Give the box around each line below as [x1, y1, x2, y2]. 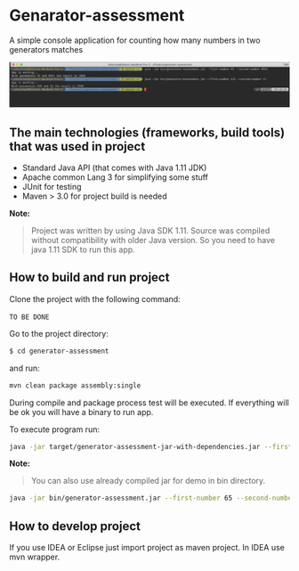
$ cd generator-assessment [9, 347, 109, 355]
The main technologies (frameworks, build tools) [9, 125, 286, 140]
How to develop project [9, 518, 141, 534]
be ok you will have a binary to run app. [9, 406, 154, 417]
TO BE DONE [9, 313, 50, 322]
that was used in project [9, 139, 146, 154]
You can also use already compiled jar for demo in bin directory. [30, 476, 266, 486]
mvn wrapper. [9, 551, 61, 562]
